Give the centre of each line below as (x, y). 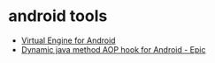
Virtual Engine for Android (68, 40)
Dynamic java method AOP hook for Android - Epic (113, 49)
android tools (58, 16)
